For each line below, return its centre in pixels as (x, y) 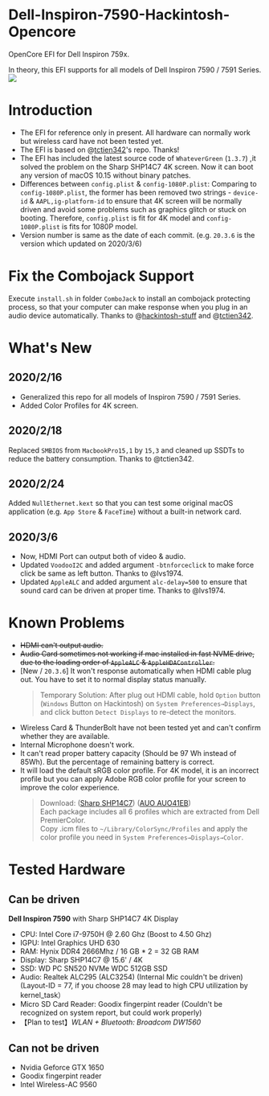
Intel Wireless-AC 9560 (59, 1084)
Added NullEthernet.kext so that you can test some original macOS (121, 503)
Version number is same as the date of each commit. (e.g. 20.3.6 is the (137, 235)
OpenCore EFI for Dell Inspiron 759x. (69, 54)
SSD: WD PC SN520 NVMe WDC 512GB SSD (94, 969)
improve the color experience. (69, 788)
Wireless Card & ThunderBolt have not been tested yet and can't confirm (140, 728)
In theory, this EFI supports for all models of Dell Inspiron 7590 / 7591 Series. (135, 69)
